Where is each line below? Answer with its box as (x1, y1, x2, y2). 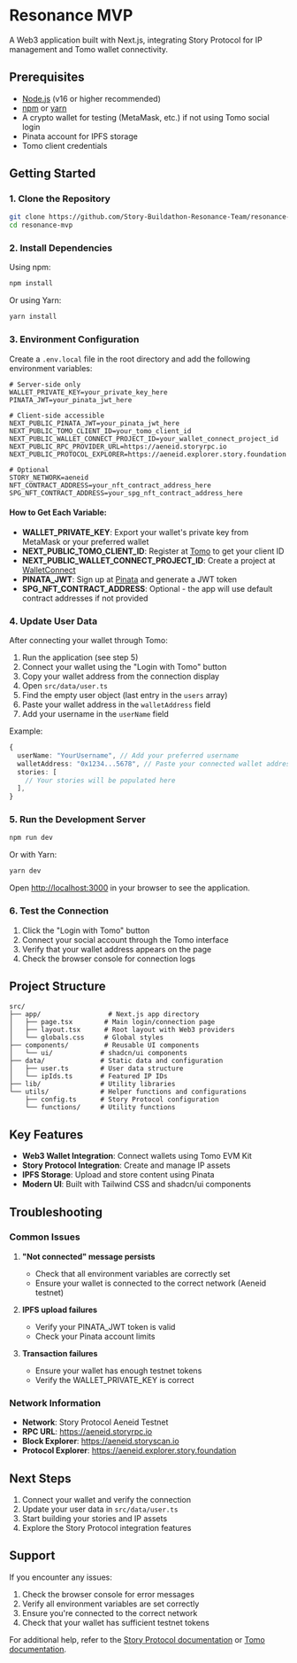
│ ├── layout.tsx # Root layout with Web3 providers (9, 1025, 236, 1035)
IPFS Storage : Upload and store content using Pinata (21, 1170, 215, 1180)
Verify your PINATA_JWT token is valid (34, 1321, 176, 1332)
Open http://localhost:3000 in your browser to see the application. (9, 882, 250, 893)
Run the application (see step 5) (21, 652, 139, 663)
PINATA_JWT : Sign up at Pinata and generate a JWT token (21, 573, 237, 585)
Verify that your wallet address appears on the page (21, 944, 212, 954)
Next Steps (9, 1471, 72, 1486)
